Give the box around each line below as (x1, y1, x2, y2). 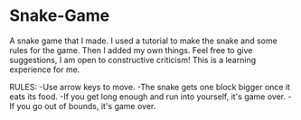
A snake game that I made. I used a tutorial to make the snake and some (9, 35, 277, 46)
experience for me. (9, 64, 80, 75)
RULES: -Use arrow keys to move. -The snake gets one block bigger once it (9, 81, 291, 92)
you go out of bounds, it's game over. (16, 100, 156, 111)
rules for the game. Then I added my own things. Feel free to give (9, 44, 253, 55)
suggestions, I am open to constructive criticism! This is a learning (9, 54, 256, 65)
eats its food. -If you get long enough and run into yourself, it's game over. (9, 91, 287, 102)
